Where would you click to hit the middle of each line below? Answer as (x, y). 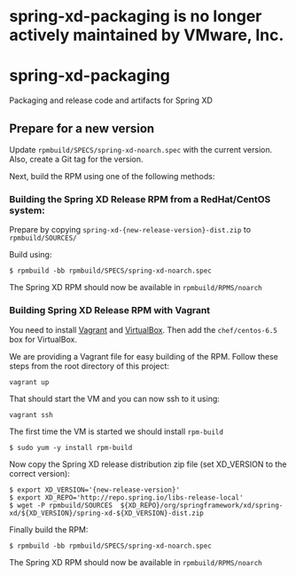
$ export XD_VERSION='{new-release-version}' (94, 490)
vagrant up (29, 382)
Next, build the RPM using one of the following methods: (112, 176)
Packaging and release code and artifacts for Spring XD (111, 100)
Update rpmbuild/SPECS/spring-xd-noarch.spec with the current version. (141, 149)
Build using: (31, 255)
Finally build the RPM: (49, 529)
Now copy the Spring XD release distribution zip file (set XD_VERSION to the (148, 464)
